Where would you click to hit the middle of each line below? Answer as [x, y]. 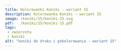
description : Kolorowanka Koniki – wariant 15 [53, 14]
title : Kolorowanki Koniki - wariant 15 [47, 9]
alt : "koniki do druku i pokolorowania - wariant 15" [61, 41]
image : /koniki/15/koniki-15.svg [39, 18]
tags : [10, 28]
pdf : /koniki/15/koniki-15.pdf [39, 23]
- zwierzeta [19, 32]
